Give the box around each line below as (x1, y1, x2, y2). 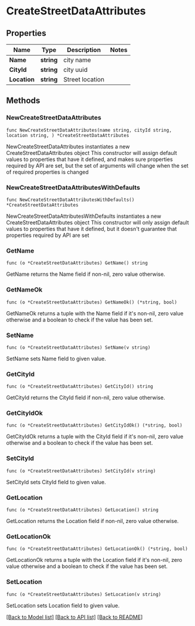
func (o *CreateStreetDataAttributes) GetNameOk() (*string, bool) (6, 299, 178, 305)
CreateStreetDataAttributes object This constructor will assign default (6, 149, 177, 156)
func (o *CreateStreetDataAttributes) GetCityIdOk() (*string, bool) (6, 423, 183, 429)
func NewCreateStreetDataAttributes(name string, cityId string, (6, 127, 172, 133)
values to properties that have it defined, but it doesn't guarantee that (6, 225, 177, 232)
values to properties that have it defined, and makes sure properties (6, 156, 173, 163)
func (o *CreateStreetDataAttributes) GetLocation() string (6, 507, 159, 513)
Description (66, 46, 101, 54)
